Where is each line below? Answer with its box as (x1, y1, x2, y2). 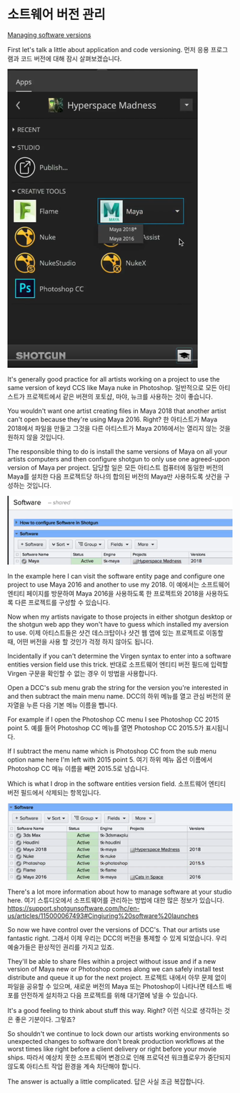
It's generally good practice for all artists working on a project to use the (7, 374, 220, 383)
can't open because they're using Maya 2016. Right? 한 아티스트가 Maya (7, 415, 218, 424)
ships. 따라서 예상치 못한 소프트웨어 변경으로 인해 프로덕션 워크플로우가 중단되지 (7, 1053, 231, 1062)
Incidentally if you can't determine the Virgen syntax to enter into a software (7, 652, 231, 660)
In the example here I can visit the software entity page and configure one (7, 572, 225, 580)
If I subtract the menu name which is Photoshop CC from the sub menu (7, 747, 216, 755)
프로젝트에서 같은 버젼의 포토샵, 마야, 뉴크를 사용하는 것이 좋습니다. (26, 392, 213, 401)
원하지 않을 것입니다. (7, 433, 65, 441)
